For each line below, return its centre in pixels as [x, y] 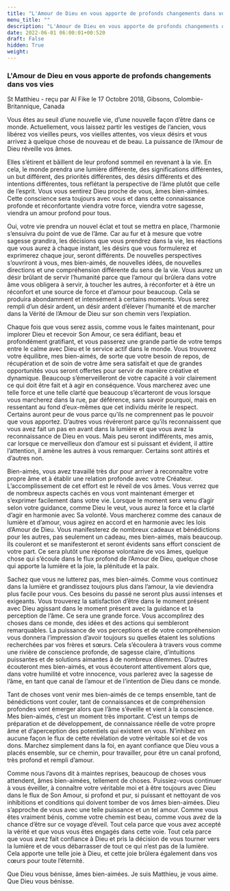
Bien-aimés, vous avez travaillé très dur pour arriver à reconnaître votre [108, 472]
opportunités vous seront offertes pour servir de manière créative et [103, 371]
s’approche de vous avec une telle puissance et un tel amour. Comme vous [113, 810]
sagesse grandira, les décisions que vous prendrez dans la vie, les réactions [115, 241]
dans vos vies [30, 84]
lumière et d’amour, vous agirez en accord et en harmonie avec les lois [107, 522]
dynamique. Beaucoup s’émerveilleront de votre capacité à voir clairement [112, 378]
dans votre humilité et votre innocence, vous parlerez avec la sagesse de [110, 674]
